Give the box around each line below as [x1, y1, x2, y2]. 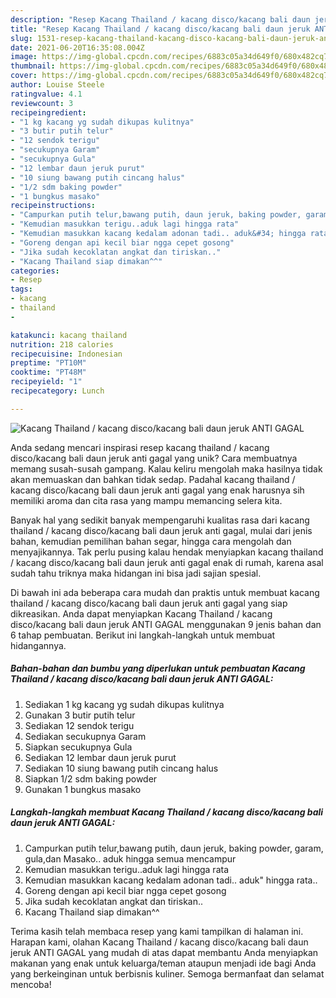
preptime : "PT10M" [10, 358, 87, 368]
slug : [10, 33, 33, 43]
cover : [10, 71, 38, 81]
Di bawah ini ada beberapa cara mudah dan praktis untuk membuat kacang [10, 586, 320, 598]
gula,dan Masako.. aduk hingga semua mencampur [24, 852, 237, 865]
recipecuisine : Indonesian [10, 349, 123, 359]
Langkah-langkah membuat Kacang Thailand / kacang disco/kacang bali [10, 806, 324, 818]
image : [10, 52, 38, 62]
